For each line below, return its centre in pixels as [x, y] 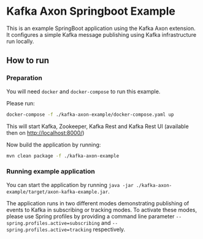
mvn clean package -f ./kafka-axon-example [63, 156]
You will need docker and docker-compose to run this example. [83, 91]
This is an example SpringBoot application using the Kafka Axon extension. [101, 28]
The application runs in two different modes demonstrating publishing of [98, 203]
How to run [28, 60]
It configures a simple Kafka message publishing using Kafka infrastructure [101, 34]
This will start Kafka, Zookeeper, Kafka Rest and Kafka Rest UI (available [98, 126]
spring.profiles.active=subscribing [53, 223]
